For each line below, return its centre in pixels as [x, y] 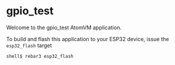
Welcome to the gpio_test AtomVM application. [64, 27]
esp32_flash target [29, 45]
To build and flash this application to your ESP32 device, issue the [88, 39]
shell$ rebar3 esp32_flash [40, 56]
